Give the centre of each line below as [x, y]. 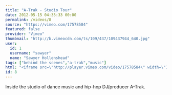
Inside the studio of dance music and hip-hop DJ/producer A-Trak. [76, 87]
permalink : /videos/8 [28, 20]
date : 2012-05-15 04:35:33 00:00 [41, 15]
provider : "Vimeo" [25, 34]
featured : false [23, 29]
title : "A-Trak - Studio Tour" [39, 10]
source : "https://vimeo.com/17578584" [47, 24]
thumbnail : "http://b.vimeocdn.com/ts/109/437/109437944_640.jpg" [78, 39]
